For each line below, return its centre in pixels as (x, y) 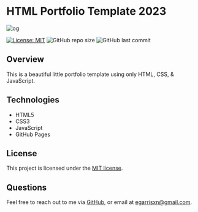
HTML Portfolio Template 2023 (86, 11)
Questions (27, 187)
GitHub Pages (33, 134)
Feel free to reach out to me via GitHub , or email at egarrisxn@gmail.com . (99, 202)
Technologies (33, 100)
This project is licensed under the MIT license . (65, 168)
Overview (25, 59)
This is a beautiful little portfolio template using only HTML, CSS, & (90, 74)
